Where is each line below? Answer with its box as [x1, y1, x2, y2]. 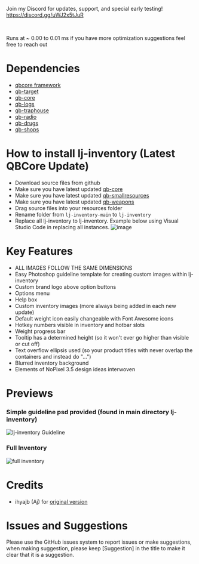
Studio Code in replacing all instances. [14, 223, 110, 230]
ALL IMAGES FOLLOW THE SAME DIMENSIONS [14, 264, 133, 271]
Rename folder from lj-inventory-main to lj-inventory [14, 211, 151, 218]
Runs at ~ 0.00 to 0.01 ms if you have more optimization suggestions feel [6, 35, 185, 41]
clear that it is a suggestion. [6, 551, 75, 559]
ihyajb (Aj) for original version [14, 498, 88, 505]
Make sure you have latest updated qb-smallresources [14, 192, 149, 199]
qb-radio [14, 113, 37, 120]
